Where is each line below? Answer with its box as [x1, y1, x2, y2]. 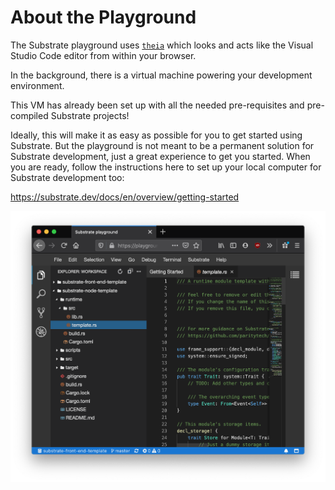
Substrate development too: [10, 171, 125, 183]
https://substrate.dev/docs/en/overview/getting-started [10, 191, 240, 203]
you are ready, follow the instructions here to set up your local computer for [10, 161, 322, 173]
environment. [10, 79, 65, 91]
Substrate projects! [50, 109, 130, 121]
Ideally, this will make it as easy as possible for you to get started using [10, 129, 303, 141]
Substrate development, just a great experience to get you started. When [10, 150, 311, 162]
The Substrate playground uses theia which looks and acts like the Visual [10, 39, 314, 51]
